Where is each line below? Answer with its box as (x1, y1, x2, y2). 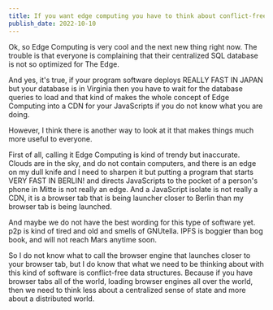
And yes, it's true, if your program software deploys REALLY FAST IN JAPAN (8, 75, 264, 85)
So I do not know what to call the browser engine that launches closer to (8, 250, 251, 260)
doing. (8, 109, 30, 119)
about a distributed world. (8, 294, 95, 303)
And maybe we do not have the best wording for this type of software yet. (8, 217, 256, 227)
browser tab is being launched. (8, 201, 112, 212)
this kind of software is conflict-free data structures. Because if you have (8, 268, 253, 277)
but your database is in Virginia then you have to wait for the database (8, 83, 244, 94)
